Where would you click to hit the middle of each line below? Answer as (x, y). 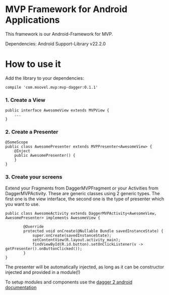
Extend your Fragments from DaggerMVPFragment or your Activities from (82, 188)
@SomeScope (17, 142)
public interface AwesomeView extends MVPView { (57, 110)
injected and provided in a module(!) (43, 272)
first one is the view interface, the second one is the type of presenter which (85, 199)
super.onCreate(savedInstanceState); (72, 235)
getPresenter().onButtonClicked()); (44, 249)
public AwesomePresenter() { (45, 156)
